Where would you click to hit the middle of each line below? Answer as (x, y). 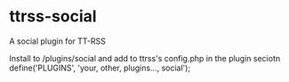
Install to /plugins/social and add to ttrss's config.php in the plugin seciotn (145, 58)
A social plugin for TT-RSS (58, 41)
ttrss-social (53, 16)
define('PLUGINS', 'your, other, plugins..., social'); (100, 68)
